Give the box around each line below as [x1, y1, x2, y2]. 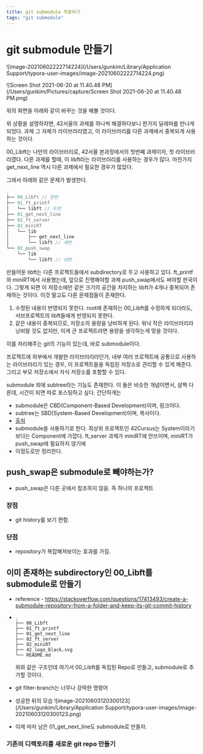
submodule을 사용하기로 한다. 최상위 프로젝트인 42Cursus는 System [15, 424, 181, 432]
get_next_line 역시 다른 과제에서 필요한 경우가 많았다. [6, 163, 134, 171]
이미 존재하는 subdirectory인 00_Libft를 [6, 567, 153, 578]
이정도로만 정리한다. [15, 447, 63, 455]
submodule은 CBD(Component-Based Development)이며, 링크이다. [15, 402, 181, 409]
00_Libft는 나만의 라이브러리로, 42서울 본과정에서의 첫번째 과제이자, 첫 [6, 148, 174, 155]
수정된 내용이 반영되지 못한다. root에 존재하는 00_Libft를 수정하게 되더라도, [15, 304, 193, 311]
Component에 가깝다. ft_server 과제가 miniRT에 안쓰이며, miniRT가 [31, 432, 193, 439]
